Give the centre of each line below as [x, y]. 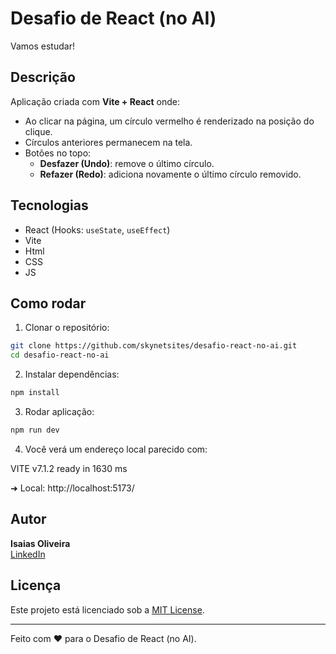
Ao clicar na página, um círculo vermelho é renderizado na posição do [169, 121]
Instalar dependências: [72, 374]
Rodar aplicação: [59, 411]
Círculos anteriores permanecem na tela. [108, 142]
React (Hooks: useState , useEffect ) [97, 229]
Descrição [43, 77]
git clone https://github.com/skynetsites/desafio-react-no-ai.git [154, 346]
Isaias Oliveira [40, 543]
